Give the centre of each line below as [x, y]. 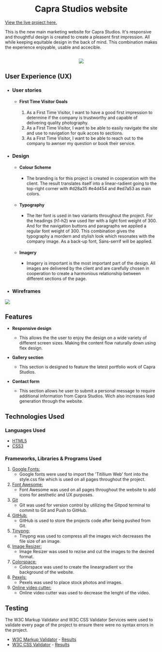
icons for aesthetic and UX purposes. [56, 495]
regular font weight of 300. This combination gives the [81, 231]
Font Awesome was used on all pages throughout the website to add [88, 490]
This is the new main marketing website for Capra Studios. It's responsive [78, 32]
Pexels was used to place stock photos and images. [71, 583]
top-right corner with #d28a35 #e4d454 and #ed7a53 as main [89, 188]
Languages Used [25, 430]
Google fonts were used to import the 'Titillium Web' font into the [84, 474]
